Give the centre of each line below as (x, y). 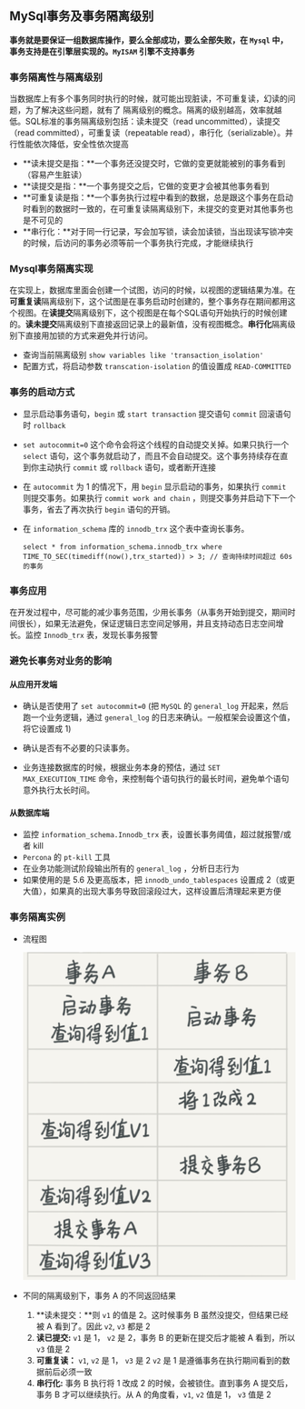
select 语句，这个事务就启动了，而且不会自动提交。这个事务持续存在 (151, 455)
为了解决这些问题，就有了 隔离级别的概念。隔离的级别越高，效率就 (149, 110)
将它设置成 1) (47, 729)
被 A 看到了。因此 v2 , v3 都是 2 (93, 1326)
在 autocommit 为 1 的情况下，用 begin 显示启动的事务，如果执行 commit (154, 486)
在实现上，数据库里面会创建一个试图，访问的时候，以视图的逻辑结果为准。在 (152, 290)
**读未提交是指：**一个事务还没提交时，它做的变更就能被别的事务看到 (154, 164)
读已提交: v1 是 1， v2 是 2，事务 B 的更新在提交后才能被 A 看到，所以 (166, 1338)
